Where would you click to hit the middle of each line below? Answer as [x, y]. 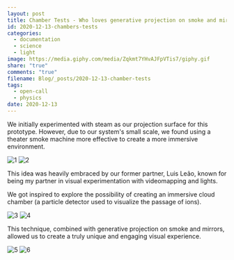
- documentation [37, 40]
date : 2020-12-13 [32, 105]
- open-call [31, 91]
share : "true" [28, 66]
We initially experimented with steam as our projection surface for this [108, 124]
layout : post [26, 14]
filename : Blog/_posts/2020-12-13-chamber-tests [79, 78]
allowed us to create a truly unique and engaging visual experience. [104, 236]
